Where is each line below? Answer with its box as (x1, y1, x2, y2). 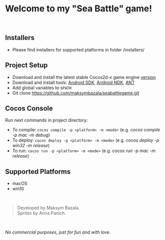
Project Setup (5, 61, 48, 70)
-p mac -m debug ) (12, 132, 50, 138)
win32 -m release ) (12, 143, 50, 149)
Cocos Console (5, 104, 53, 113)
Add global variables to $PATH (12, 84, 72, 90)
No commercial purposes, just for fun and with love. (5, 229, 111, 235)
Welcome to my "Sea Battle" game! (5, 3, 152, 14)
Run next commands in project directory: (5, 117, 88, 123)
